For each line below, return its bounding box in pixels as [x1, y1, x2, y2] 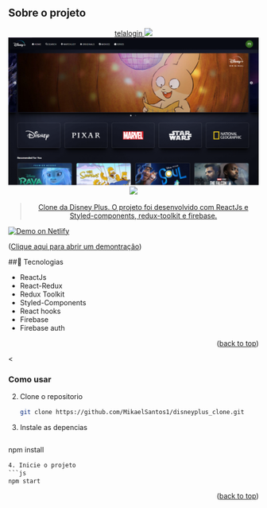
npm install [8, 444, 44, 454]
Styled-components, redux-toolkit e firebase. [69, 211, 218, 220]
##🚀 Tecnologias [8, 257, 64, 266]
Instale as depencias [19, 422, 87, 432]
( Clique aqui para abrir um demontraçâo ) [8, 242, 142, 251]
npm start [8, 477, 41, 485]
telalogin [114, 28, 143, 38]
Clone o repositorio [19, 391, 83, 401]
